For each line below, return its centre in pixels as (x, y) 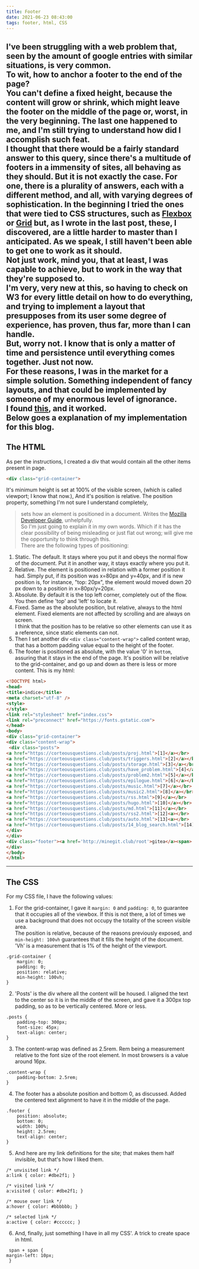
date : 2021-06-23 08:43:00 (39, 17)
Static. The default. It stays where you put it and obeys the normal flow (101, 557)
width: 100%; (33, 1127)
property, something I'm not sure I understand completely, (77, 503)
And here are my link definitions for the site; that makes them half (94, 1153)
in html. (24, 1240)
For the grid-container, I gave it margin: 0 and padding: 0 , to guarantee (101, 908)
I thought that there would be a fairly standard (93, 149)
